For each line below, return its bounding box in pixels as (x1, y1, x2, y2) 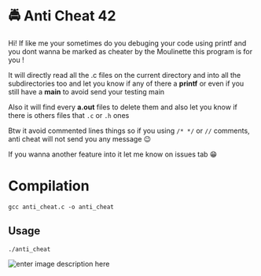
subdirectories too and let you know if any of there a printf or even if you (8, 79, 244, 88)
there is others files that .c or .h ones (8, 110, 130, 120)
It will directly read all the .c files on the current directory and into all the (8, 70, 241, 79)
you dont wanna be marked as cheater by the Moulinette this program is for (8, 46, 253, 56)
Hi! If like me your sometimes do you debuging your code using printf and (8, 38, 247, 48)
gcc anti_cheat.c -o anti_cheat (8, 203, 114, 211)
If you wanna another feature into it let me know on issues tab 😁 (8, 149, 218, 159)
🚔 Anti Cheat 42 (8, 7, 116, 25)
